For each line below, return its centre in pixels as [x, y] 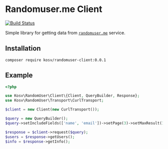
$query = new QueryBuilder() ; [37, 118]
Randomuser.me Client [54, 9]
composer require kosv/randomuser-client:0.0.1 [56, 60]
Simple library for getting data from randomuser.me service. [65, 32]
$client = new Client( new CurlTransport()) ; [52, 109]
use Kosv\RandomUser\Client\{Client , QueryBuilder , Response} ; [72, 96]
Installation [23, 48]
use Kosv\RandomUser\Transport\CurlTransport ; [54, 100]
